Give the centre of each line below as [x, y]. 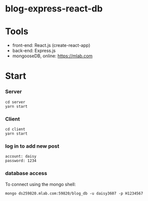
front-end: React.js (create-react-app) [51, 45]
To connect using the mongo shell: [40, 184]
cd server [15, 102]
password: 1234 [21, 161]
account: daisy [21, 157]
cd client [15, 129]
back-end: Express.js [34, 51]
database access [26, 174]
